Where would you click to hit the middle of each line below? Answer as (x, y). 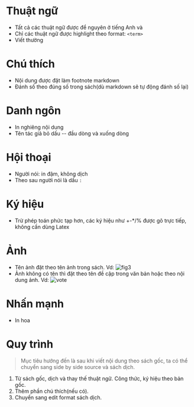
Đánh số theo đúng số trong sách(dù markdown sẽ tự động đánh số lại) (102, 87)
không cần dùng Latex (42, 227)
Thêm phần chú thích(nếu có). (51, 391)
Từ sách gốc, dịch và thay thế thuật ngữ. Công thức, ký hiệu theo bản (99, 379)
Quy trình (30, 344)
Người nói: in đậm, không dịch (51, 174)
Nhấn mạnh (35, 303)
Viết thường (29, 40)
